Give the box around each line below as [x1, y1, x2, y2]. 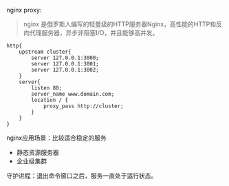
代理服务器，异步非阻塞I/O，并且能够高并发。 [29, 29, 159, 37]
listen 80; [31, 85, 63, 92]
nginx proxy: [6, 6, 42, 14]
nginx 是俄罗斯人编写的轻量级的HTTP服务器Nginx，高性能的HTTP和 [23, 20, 217, 28]
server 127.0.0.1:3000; [31, 54, 99, 61]
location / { [31, 96, 69, 103]
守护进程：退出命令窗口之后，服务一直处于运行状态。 [6, 172, 157, 180]
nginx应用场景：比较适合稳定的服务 [6, 134, 107, 142]
